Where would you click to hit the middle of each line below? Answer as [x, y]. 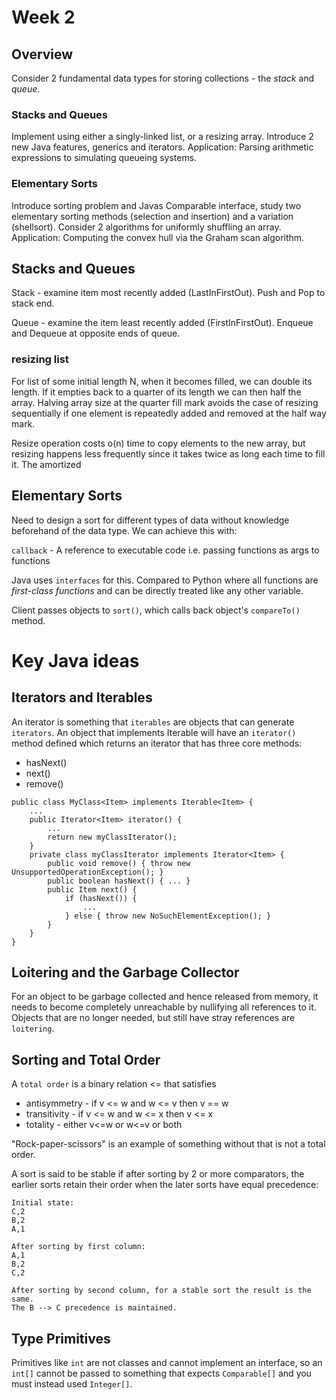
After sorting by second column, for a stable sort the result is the [161, 1291]
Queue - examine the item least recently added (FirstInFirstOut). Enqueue [162, 323]
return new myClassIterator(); [112, 837]
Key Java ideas [75, 660]
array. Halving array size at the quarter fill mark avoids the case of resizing [165, 402]
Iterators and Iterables [82, 697]
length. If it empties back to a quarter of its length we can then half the [156, 392]
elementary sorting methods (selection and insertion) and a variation [152, 216]
